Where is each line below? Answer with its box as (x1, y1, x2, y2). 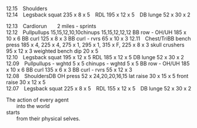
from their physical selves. (16, 115, 81, 122)
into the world (16, 103, 50, 109)
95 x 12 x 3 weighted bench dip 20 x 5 (6, 48, 99, 55)
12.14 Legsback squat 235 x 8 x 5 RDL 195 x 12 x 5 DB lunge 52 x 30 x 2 (6, 11, 191, 18)
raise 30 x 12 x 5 (6, 79, 46, 86)
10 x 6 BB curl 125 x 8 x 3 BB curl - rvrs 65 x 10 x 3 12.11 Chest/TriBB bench (6, 35, 191, 42)
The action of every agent (6, 96, 69, 103)
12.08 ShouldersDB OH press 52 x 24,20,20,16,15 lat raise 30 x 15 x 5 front (6, 73, 189, 79)
